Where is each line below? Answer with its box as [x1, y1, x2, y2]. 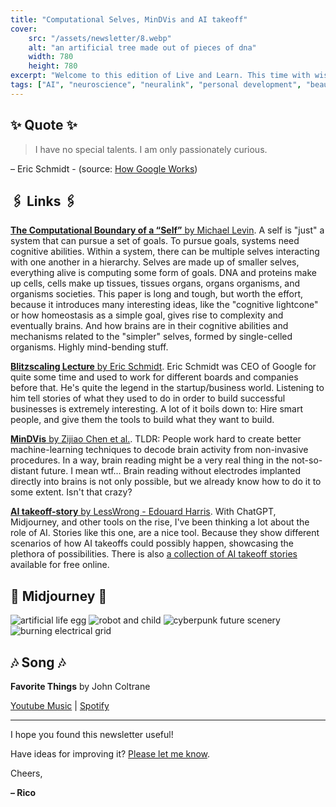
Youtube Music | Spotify [10, 700, 110, 711]
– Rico [10, 787, 37, 798]
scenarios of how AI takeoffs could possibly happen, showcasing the [10, 537, 294, 550]
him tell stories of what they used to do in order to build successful [10, 392, 286, 405]
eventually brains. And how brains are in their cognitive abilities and [10, 320, 289, 332]
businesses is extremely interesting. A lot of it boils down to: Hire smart [10, 403, 304, 415]
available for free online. [10, 559, 110, 571]
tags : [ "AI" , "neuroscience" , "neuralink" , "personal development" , [10, 80, 302, 90]
